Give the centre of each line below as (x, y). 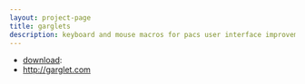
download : (42, 61)
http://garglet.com (56, 70)
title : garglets (40, 26)
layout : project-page (50, 18)
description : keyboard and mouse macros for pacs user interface (135, 34)
